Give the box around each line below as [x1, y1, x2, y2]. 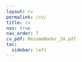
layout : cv [6, 8, 34, 15]
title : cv [6, 19, 31, 25]
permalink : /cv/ [6, 14, 47, 20]
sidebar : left [11, 47, 47, 53]
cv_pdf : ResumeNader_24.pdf [6, 36, 77, 42]
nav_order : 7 [6, 31, 39, 37]
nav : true [6, 25, 31, 31]
